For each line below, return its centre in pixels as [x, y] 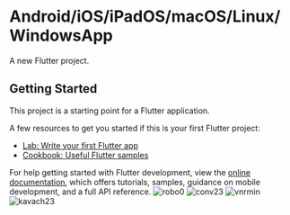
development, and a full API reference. [80, 192]
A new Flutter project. [49, 60]
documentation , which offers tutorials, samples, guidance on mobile [135, 182]
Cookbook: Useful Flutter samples [85, 155]
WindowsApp [62, 36]
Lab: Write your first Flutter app [80, 145]
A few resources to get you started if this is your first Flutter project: [135, 128]
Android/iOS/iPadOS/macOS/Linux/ [145, 17]
